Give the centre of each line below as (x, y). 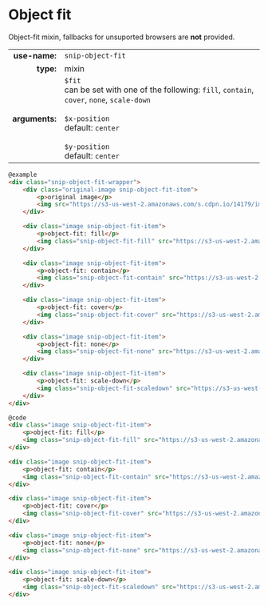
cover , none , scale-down (108, 99)
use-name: (35, 55)
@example (23, 175)
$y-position (87, 146)
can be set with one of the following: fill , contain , (159, 90)
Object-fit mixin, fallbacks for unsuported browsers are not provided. (122, 37)
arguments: (35, 118)
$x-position (87, 118)
